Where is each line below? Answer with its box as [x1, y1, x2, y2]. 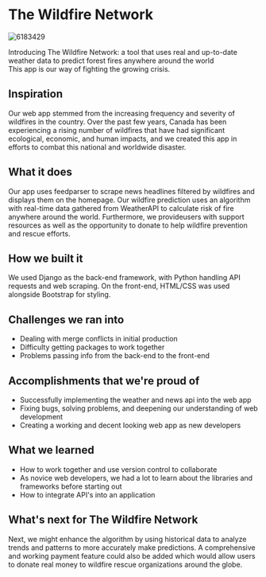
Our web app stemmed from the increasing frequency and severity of [8, 108, 236, 118]
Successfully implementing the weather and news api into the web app [19, 396, 252, 404]
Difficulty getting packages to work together [19, 342, 165, 352]
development [19, 412, 64, 421]
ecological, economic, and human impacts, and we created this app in [8, 134, 237, 143]
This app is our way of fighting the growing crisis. [8, 64, 171, 73]
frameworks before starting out [19, 481, 122, 491]
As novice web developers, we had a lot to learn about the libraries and [19, 473, 253, 482]
